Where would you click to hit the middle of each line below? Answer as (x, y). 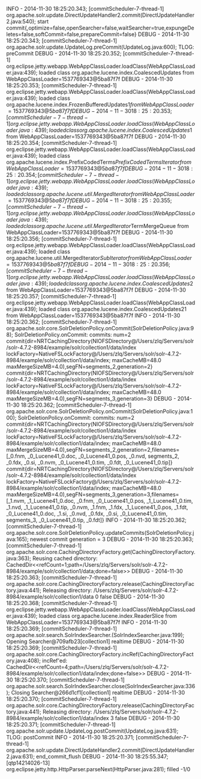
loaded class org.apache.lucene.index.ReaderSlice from (108, 616)
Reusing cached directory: (65, 558)
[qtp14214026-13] (28, 763)
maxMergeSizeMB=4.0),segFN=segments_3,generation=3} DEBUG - (91, 399)
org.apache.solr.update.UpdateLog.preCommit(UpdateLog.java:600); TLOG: (100, 47)
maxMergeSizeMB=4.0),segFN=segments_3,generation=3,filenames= (93, 494)
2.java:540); (21, 21)
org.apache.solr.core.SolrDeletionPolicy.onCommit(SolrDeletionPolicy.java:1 (100, 411)
